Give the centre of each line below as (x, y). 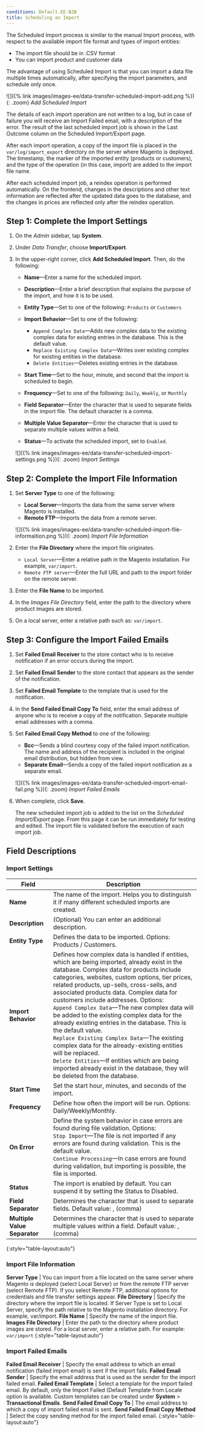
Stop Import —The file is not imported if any (114, 1135)
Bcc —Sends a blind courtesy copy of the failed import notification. (107, 745)
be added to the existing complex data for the (118, 1015)
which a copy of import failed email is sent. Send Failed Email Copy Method (101, 1410)
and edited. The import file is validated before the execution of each (99, 825)
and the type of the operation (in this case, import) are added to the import (99, 164)
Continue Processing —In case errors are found (119, 1158)
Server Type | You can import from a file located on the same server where (100, 1277)
